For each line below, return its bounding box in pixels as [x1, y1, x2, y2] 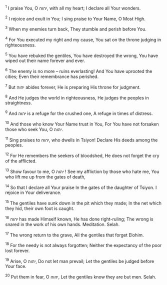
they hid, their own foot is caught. [5, 205, 74, 211]
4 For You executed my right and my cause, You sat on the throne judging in [5, 35, 161, 42]
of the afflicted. [5, 157, 37, 164]
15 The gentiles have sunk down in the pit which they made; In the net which [5, 199, 161, 206]
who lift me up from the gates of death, [5, 173, 86, 179]
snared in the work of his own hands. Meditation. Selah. [5, 221, 120, 227]
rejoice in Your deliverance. [5, 189, 61, 195]
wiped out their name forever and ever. [5, 57, 85, 64]
